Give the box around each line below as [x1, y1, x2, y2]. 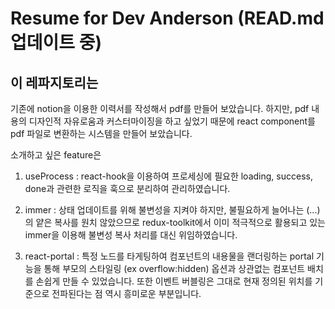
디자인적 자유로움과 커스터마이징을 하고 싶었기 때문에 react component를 [28, 115, 316, 127]
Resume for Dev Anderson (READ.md [10, 7, 325, 30]
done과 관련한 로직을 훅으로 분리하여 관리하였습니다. [24, 183, 231, 194]
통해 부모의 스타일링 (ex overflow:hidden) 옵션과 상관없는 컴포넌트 [43, 263, 306, 274]
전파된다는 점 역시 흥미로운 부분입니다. [51, 288, 202, 299]
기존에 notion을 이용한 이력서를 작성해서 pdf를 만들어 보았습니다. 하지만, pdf [10, 103, 310, 114]
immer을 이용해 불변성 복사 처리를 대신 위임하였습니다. [24, 229, 238, 241]
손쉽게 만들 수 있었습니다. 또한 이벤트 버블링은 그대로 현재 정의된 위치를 [35, 275, 313, 287]
